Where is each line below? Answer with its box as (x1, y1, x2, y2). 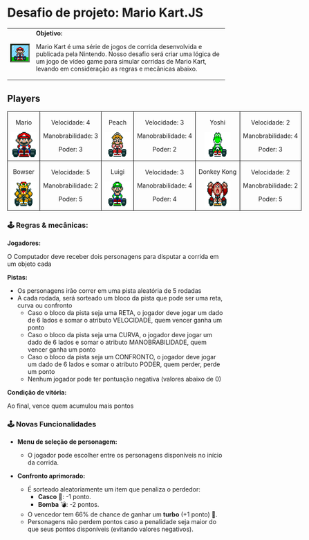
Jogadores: (7, 239, 41, 247)
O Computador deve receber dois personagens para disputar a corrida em (7, 252, 219, 260)
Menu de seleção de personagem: (17, 438, 118, 446)
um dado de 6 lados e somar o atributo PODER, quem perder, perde (27, 360, 221, 368)
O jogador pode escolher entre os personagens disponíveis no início (27, 451, 223, 460)
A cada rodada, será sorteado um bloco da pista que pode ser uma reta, (17, 294, 223, 302)
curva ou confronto (17, 301, 73, 309)
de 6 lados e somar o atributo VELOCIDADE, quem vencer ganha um (27, 316, 223, 324)
